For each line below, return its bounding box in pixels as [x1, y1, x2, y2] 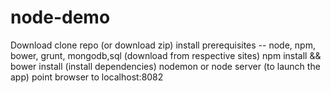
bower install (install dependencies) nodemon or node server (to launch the [10, 60, 321, 72]
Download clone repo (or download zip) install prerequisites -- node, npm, [10, 39, 316, 51]
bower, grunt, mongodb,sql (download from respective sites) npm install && [10, 49, 322, 61]
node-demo [10, 6, 111, 29]
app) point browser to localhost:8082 [10, 71, 164, 83]
